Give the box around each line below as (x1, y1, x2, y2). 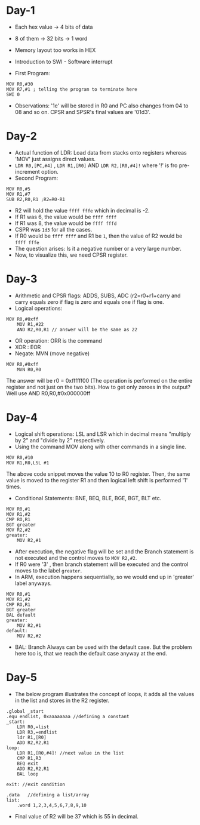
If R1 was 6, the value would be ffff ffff (14, 213, 117, 220)
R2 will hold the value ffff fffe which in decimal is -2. (14, 207, 150, 214)
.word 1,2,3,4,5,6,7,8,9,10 (17, 802, 87, 808)
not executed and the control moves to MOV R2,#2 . (14, 554, 137, 561)
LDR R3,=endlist (17, 729, 58, 735)
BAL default (6, 612, 36, 618)
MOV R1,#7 (6, 191, 31, 197)
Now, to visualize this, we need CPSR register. (14, 251, 128, 258)
